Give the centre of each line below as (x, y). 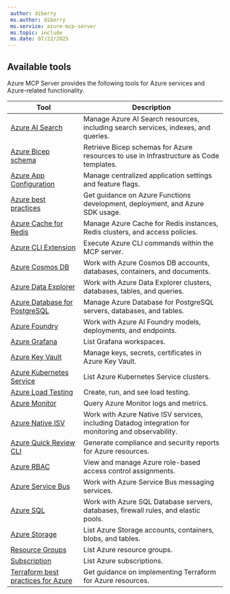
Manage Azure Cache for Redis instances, (151, 223)
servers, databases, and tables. (133, 310)
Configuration (33, 184)
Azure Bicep (30, 151)
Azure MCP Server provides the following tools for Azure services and (106, 83)
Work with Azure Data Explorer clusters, (148, 282)
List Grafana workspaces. (124, 341)
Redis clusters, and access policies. (141, 232)
